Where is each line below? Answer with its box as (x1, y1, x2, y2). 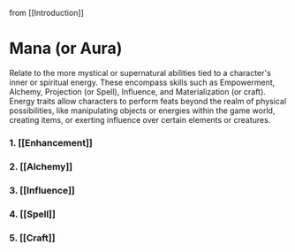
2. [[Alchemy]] (9, 160, 73, 172)
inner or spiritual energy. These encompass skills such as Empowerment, (9, 77, 276, 88)
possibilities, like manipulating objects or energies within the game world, (9, 105, 276, 116)
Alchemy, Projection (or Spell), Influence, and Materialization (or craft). (9, 86, 267, 96)
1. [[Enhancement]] (9, 136, 93, 149)
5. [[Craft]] (9, 232, 56, 244)
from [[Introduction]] (9, 8, 84, 18)
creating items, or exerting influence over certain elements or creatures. (9, 114, 271, 125)
